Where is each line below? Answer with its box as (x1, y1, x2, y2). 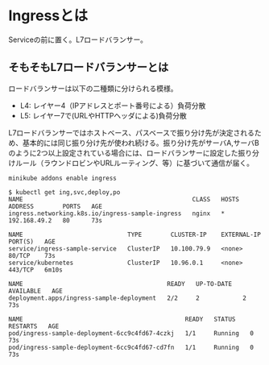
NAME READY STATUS (8, 315, 236, 323)
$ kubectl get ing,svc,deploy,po (8, 188, 121, 197)
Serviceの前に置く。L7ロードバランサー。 (8, 35, 147, 44)
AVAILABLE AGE (8, 287, 63, 295)
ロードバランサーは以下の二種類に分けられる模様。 (8, 83, 178, 93)
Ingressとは (8, 6, 89, 25)
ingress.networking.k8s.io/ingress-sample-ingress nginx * (8, 209, 226, 218)
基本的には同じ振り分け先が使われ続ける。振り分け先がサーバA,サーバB (22, 138, 259, 147)
